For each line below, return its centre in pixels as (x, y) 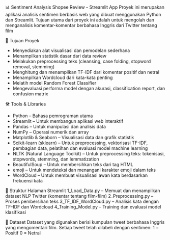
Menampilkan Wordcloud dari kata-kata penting (63, 77)
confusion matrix (30, 94)
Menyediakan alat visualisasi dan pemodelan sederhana (71, 50)
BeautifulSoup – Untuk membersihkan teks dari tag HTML (73, 164)
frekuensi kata (28, 181)
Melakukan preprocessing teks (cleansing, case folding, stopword (82, 61)
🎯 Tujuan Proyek (22, 41)
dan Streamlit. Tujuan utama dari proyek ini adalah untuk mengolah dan (80, 20)
